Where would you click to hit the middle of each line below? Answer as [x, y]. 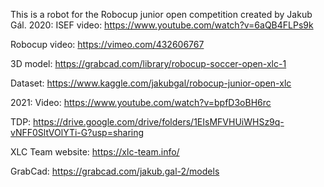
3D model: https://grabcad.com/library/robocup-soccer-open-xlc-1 [148, 63]
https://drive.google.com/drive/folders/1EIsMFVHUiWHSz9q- [159, 122]
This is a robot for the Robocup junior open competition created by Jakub [161, 14]
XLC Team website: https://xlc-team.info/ [95, 152]
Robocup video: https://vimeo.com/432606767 [107, 44]
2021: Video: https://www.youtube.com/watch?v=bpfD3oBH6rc [141, 102]
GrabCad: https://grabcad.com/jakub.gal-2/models [115, 171]
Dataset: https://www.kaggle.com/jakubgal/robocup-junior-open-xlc [151, 83]
